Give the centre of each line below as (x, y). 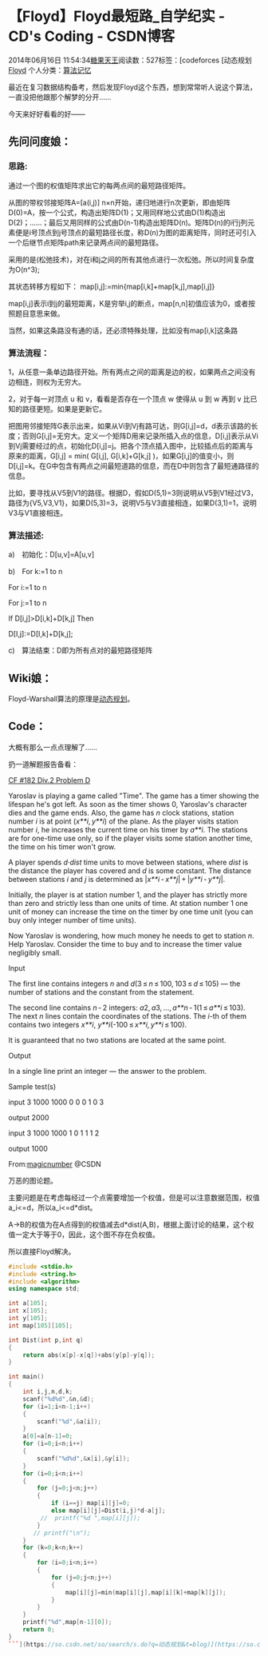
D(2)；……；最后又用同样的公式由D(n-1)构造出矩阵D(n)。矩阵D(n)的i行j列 (128, 222)
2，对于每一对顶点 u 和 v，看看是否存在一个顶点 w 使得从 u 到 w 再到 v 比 (130, 399)
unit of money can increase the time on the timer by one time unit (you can (131, 912)
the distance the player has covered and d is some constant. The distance (130, 870)
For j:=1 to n (28, 603)
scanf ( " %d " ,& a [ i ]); (69, 1421)
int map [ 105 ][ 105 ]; (41, 1325)
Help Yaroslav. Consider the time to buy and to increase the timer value (125, 944)
